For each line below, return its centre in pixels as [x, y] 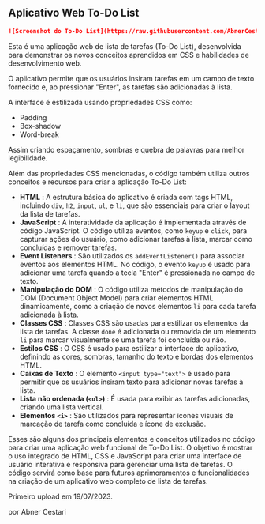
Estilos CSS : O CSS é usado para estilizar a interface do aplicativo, [129, 348]
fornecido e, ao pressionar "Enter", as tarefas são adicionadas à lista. [120, 87]
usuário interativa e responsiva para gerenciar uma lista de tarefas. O [120, 464]
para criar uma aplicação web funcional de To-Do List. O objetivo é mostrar [131, 447]
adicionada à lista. [49, 315]
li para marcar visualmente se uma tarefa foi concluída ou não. [123, 340]
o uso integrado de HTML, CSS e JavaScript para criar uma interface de [125, 456]
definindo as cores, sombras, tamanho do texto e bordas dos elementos [136, 356]
